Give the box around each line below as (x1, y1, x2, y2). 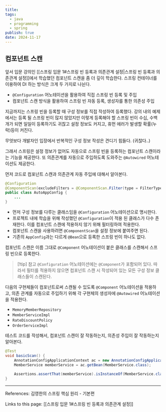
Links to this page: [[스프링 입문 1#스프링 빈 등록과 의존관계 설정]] (5, 401, 133, 407)
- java (9, 16, 23, 21)
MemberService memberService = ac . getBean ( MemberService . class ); (14, 362, 152, 367)
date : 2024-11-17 (5, 35, 41, 40)
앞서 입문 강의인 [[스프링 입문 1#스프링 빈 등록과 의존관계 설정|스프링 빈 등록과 (5, 69, 155, 74)
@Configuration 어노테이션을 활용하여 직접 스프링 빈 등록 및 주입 (12, 91, 137, 97)
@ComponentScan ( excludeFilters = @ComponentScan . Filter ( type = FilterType (5, 186, 163, 191)
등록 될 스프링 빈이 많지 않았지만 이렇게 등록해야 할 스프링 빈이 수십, (18, 115, 149, 121)
